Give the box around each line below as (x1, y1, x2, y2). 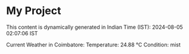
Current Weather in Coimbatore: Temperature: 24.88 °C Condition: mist (6, 41, 181, 48)
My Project (6, 4, 61, 18)
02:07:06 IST (6, 29, 38, 36)
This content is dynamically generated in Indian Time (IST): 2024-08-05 (6, 23, 183, 31)
